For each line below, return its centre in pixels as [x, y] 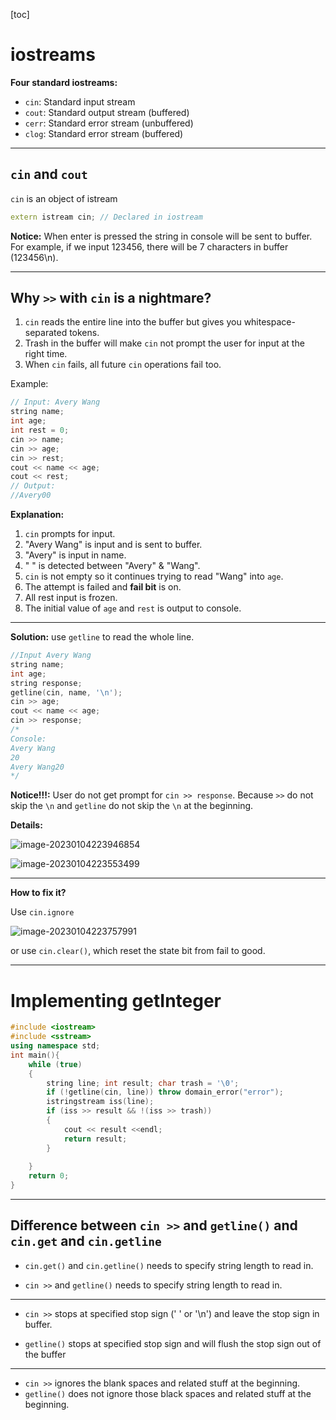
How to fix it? [38, 893]
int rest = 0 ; [40, 430]
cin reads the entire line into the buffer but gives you [133, 322]
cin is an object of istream [64, 198]
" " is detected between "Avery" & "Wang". [112, 566]
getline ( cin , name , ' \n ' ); [66, 692]
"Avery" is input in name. [75, 555]
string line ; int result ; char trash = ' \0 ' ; [143, 1083]
